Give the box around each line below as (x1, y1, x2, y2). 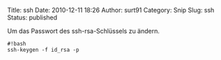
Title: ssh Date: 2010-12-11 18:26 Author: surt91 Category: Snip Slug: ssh (7, 6, 215, 14)
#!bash (7, 40, 26, 47)
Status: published (7, 13, 58, 22)
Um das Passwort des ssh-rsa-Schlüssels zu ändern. (7, 27, 160, 35)
